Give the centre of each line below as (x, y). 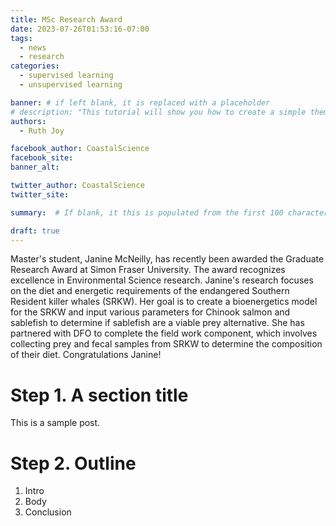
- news (33, 47)
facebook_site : (42, 158)
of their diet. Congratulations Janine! (86, 355)
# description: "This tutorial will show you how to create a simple (158, 112)
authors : (28, 121)
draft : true (35, 231)
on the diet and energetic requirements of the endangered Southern (150, 291)
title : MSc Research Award (66, 19)
